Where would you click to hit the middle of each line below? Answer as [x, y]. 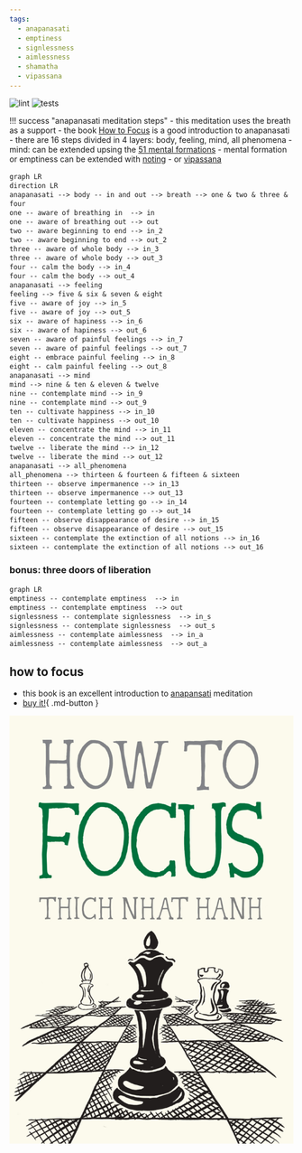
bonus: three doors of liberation [80, 569]
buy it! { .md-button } [60, 703]
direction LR [34, 185]
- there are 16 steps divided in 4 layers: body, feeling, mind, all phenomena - [151, 139]
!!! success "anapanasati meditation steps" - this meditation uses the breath [150, 120]
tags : [19, 19]
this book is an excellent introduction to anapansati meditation [137, 693]
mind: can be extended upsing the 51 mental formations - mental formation [148, 149]
